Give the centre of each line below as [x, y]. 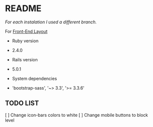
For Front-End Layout [26, 31]
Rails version [25, 59]
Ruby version [25, 41]
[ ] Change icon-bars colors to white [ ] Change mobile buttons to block [76, 115]
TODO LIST [22, 103]
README [23, 9]
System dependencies [34, 78]
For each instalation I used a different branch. [51, 22]
